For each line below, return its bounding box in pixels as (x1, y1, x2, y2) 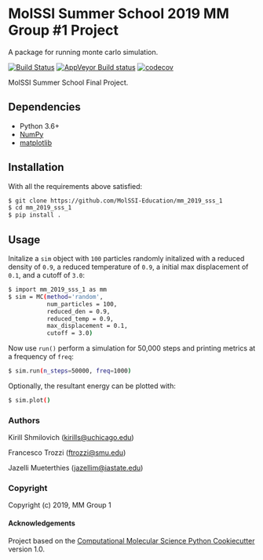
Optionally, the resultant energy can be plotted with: (8, 381, 177, 391)
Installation (8, 161, 64, 174)
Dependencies (8, 100, 81, 114)
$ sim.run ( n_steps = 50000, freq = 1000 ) (8, 367, 132, 375)
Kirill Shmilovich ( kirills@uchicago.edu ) (8, 433, 135, 442)
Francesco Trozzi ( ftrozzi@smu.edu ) (8, 448, 126, 457)
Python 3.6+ (19, 121, 60, 130)
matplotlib (19, 138, 53, 147)
